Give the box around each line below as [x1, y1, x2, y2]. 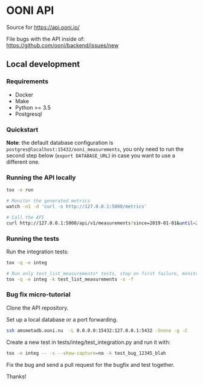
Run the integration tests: [6, 248, 69, 255]
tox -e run [6, 187, 34, 193]
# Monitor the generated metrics [6, 198, 91, 204]
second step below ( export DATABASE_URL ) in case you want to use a [6, 151, 175, 159]
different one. [6, 158, 40, 165]
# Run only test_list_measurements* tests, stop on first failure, [6, 270, 180, 276]
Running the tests [6, 234, 59, 243]
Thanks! [6, 372, 27, 380]
